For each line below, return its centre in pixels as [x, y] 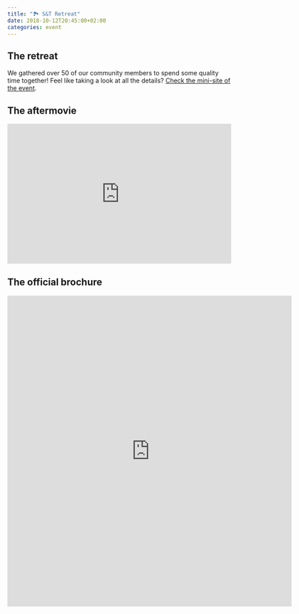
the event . [22, 88]
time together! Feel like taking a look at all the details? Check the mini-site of [119, 81]
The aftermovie [42, 111]
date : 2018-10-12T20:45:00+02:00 [57, 21]
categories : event [34, 27]
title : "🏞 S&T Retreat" [44, 14]
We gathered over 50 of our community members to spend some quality [113, 73]
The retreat [33, 56]
